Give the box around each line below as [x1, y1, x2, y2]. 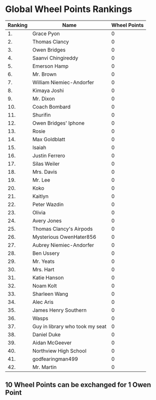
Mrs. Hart [32, 266, 55, 273]
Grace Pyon [32, 30, 60, 37]
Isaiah [32, 144, 46, 151]
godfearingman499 [32, 355, 78, 362]
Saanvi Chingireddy [32, 54, 78, 61]
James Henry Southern [32, 306, 87, 313]
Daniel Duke [32, 331, 61, 338]
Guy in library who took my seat [32, 323, 107, 330]
